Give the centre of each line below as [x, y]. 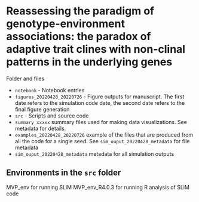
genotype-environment [66, 24]
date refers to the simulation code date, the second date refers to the [100, 102]
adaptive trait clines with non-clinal [96, 49]
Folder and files [25, 79]
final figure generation [42, 109]
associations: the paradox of [79, 37]
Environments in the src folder [64, 173]
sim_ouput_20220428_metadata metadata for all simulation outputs [94, 153]
